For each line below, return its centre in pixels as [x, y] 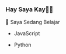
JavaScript [27, 33]
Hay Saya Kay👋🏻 [29, 9]
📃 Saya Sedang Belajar [33, 22]
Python [22, 45]
